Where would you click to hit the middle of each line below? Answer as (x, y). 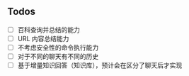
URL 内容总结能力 (43, 38)
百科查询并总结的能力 (48, 29)
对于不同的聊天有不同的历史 (58, 56)
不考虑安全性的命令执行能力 (58, 47)
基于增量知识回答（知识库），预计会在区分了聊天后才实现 (100, 65)
